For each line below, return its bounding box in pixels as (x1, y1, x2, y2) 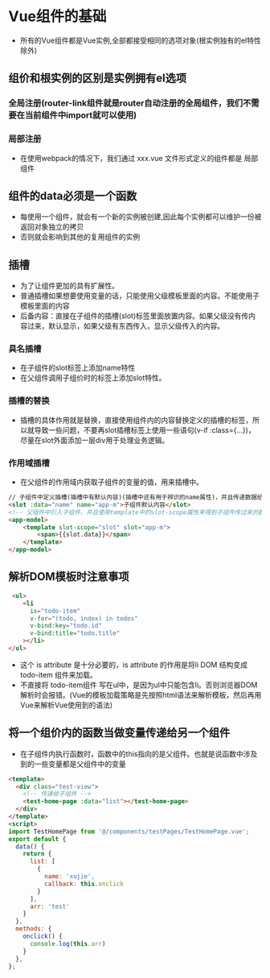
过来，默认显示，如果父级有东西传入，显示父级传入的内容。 (27, 321, 225, 331)
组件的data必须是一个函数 (8, 189, 137, 202)
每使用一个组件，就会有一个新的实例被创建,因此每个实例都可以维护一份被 (19, 212, 262, 222)
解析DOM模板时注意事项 (8, 570, 129, 584)
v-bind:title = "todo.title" (29, 629, 121, 637)
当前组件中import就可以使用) (24, 110, 137, 121)
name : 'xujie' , (43, 872, 95, 881)
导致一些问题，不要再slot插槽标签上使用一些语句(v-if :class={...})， (34, 425, 256, 435)
